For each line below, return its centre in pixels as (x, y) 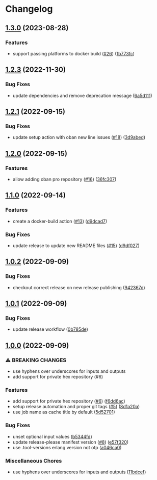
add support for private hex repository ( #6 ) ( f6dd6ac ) (69, 401)
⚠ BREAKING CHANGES (36, 360)
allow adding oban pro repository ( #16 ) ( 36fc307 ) (64, 179)
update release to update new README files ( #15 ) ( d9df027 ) (76, 245)
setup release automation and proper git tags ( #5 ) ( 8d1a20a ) (76, 407)
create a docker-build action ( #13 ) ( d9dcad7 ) (60, 221)
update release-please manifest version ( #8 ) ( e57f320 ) (71, 442)
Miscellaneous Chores (34, 461)
